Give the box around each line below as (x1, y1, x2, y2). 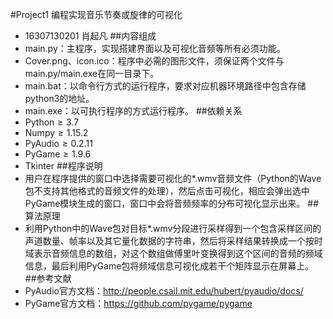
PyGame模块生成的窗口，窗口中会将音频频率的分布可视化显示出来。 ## (24, 198, 320, 209)
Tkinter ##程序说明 (24, 160, 103, 172)
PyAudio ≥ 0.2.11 (24, 138, 93, 149)
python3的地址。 (24, 93, 95, 104)
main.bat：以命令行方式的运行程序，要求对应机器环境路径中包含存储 (24, 80, 307, 92)
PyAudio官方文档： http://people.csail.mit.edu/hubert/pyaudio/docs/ (24, 285, 304, 297)
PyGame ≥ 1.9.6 (24, 148, 92, 160)
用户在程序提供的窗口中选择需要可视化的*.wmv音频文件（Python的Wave (24, 173, 322, 184)
